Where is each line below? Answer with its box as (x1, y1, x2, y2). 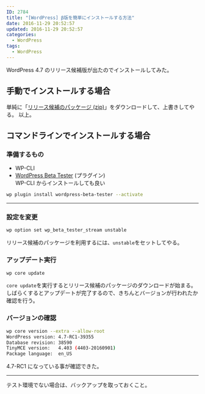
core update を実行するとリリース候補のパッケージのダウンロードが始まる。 (6, 282, 196, 289)
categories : (6, 32, 37, 38)
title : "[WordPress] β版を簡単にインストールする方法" (6, 15, 135, 21)
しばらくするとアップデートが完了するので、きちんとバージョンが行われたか (6, 290, 198, 297)
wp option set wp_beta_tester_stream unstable (6, 227, 127, 233)
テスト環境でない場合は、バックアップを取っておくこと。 (6, 381, 151, 389)
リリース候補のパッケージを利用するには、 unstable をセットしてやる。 (6, 239, 183, 246)
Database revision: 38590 (6, 340, 72, 346)
